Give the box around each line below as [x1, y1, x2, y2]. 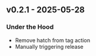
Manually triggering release [14, 43, 83, 50]
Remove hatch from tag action [14, 36, 91, 44]
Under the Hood [6, 23, 54, 31]
